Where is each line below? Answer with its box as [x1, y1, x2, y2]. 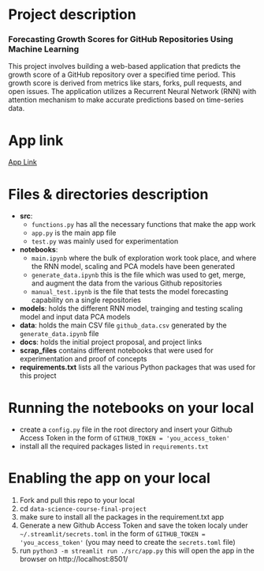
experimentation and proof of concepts [19, 354, 147, 364]
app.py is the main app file [31, 228, 117, 238]
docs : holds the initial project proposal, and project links [19, 338, 203, 347]
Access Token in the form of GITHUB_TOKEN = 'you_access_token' [19, 433, 230, 443]
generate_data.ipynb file [19, 329, 99, 338]
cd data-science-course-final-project [19, 504, 147, 513]
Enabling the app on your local [8, 469, 211, 487]
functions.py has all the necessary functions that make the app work [31, 220, 256, 229]
